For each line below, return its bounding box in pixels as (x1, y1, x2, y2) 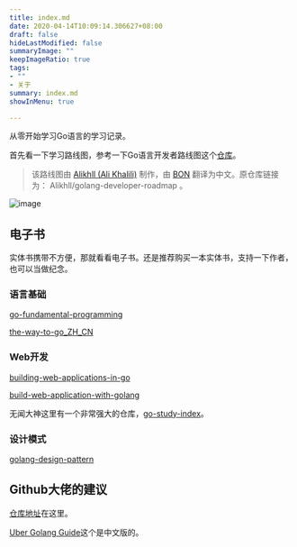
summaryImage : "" (9, 47, 75, 56)
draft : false (9, 30, 58, 39)
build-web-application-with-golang (9, 389, 140, 400)
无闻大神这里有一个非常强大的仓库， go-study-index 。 (9, 407, 209, 419)
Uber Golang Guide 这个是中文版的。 (9, 526, 144, 537)
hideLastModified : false (9, 38, 103, 48)
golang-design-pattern (9, 454, 94, 465)
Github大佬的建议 (9, 482, 108, 497)
